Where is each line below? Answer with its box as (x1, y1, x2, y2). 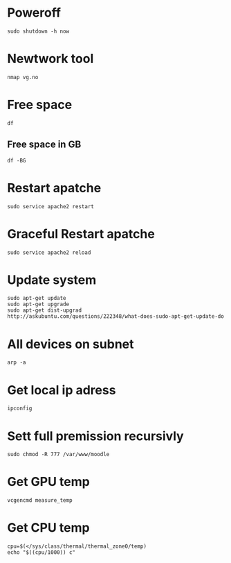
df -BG (7, 157, 26, 164)
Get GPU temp (7, 474, 90, 490)
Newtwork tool (7, 51, 94, 67)
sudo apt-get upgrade (7, 301, 70, 308)
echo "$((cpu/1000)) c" (7, 549, 76, 556)
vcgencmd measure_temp (7, 497, 73, 504)
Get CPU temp (7, 520, 90, 536)
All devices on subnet (7, 336, 134, 352)
